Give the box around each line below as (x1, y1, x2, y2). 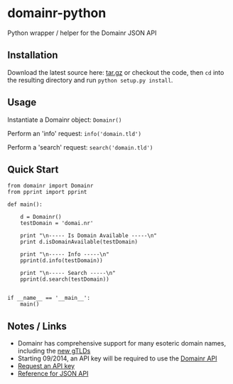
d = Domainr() (20, 214, 62, 221)
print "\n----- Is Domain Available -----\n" (20, 232, 158, 239)
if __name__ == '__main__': (7, 294, 91, 302)
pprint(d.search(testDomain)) (20, 276, 110, 283)
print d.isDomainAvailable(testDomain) (20, 239, 139, 246)
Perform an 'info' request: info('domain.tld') (7, 129, 142, 137)
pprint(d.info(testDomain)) (20, 257, 103, 264)
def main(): (7, 201, 43, 208)
